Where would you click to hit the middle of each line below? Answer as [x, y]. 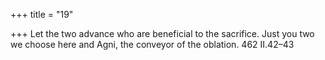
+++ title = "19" [42, 14]
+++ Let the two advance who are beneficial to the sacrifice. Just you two [162, 33]
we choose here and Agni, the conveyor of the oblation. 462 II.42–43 [152, 44]
